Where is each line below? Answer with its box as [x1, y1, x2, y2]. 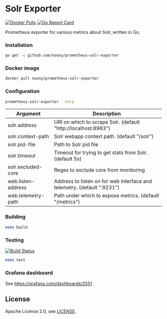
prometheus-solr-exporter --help [5, 99, 75, 104]
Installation [5, 41, 33, 48]
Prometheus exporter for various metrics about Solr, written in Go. [5, 29, 141, 35]
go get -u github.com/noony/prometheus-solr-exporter [5, 53, 119, 58]
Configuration [5, 88, 40, 95]
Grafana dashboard [5, 269, 53, 276]
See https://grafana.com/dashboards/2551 [5, 281, 92, 287]
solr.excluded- [7, 163, 43, 170]
